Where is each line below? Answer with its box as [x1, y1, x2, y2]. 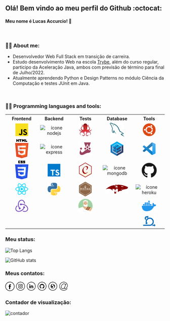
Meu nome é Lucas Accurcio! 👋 [5, 18, 72, 24]
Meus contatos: [5, 270, 45, 277]
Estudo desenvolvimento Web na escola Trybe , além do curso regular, [12, 59, 159, 65]
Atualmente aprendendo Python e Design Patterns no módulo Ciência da [12, 75, 164, 81]
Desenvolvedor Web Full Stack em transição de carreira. [12, 53, 131, 60]
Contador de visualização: [5, 299, 72, 306]
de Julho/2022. [12, 69, 45, 75]
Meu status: [5, 236, 35, 243]
